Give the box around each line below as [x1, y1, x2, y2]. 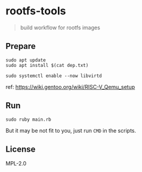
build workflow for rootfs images [20, 24, 101, 31]
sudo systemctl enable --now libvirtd [5, 73, 102, 79]
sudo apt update [5, 57, 46, 63]
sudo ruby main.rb [5, 116, 51, 122]
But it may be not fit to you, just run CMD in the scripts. [5, 127, 137, 134]
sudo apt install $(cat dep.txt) [5, 62, 89, 68]
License [5, 144, 36, 154]
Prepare [5, 41, 36, 51]
